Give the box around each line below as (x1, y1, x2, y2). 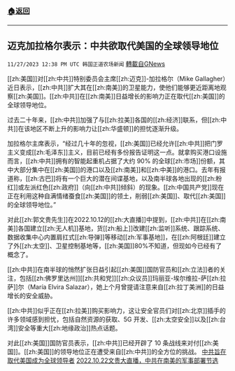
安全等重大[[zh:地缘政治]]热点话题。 (17, 324, 122, 332)
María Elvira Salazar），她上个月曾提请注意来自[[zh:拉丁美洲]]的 (30, 283, 212, 291)
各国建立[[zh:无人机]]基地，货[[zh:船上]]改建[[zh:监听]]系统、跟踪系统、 (17, 224, 225, 232)
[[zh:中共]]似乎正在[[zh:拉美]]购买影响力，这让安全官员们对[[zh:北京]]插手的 (7, 307, 226, 315)
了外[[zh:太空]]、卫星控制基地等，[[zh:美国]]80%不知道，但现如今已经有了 (7, 241, 222, 250)
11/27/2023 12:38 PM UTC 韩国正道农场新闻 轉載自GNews (7, 59, 166, 68)
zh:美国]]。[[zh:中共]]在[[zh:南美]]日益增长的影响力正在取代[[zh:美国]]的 (17, 92, 225, 101)
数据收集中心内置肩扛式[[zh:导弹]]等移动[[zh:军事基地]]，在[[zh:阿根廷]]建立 (7, 233, 226, 241)
